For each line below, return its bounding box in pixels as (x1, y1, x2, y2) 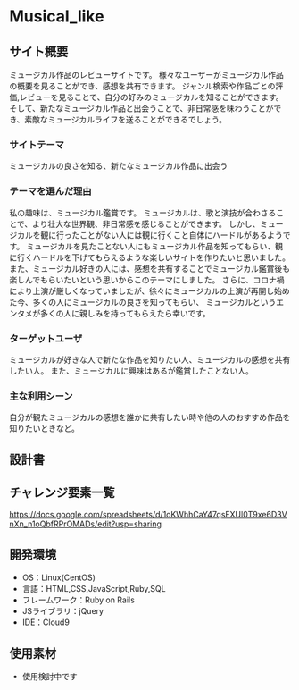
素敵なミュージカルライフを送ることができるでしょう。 (24, 114, 228, 124)
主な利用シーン (9, 390, 73, 402)
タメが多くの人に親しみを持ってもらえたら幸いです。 (16, 307, 212, 318)
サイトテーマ (9, 139, 65, 151)
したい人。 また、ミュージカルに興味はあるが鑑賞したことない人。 (9, 365, 254, 376)
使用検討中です (21, 671, 78, 682)
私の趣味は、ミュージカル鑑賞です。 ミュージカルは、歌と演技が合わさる (9, 207, 277, 218)
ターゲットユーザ (9, 332, 83, 345)
